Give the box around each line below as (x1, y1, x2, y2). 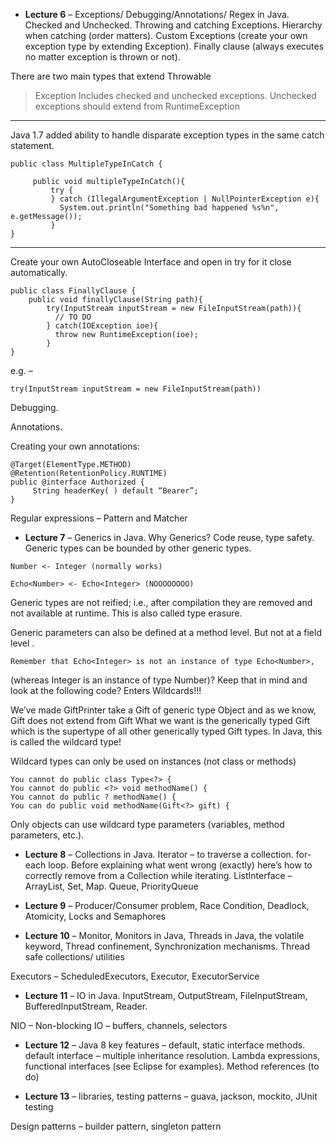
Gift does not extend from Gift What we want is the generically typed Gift (10, 715, 310, 726)
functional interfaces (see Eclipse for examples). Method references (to (24, 1060, 320, 1072)
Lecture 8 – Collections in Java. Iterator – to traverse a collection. (24, 849, 294, 860)
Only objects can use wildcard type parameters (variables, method (10, 819, 285, 830)
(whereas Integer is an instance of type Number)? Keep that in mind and (10, 674, 308, 686)
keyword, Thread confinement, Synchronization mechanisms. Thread (24, 940, 311, 952)
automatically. (10, 267, 68, 278)
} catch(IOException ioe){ (46, 321, 159, 331)
